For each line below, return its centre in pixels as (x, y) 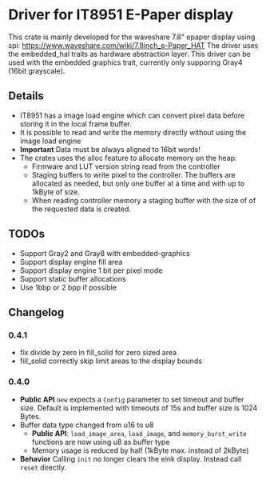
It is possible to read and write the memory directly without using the (133, 132)
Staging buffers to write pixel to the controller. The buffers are (133, 174)
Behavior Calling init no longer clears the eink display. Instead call (131, 458)
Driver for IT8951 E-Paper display (121, 15)
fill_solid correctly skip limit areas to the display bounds (111, 361)
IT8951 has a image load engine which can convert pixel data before (132, 115)
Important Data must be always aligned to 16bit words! (110, 149)
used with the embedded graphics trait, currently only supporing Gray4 (125, 62)
